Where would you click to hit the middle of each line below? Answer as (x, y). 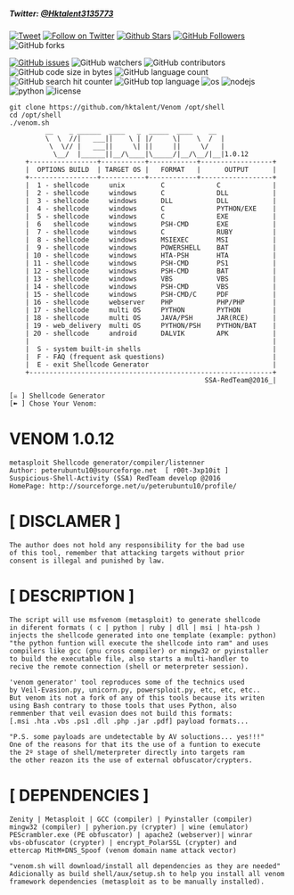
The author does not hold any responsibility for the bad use (127, 545)
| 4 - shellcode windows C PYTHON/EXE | (151, 209)
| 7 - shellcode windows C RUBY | (151, 232)
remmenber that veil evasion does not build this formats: (121, 713)
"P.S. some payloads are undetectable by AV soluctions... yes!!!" (137, 736)
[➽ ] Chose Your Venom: (53, 403)
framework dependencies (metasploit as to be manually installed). (137, 882)
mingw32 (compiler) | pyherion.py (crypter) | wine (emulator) (129, 827)
